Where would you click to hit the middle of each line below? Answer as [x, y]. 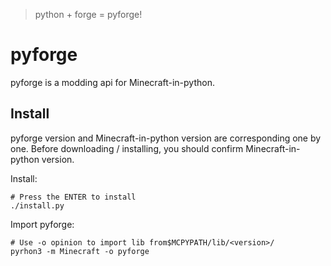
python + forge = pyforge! [88, 14]
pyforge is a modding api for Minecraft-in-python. [112, 82]
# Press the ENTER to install [73, 197]
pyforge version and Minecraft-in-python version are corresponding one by [166, 138]
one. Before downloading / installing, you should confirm [127, 148]
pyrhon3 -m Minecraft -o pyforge [80, 251]
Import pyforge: [42, 224]
